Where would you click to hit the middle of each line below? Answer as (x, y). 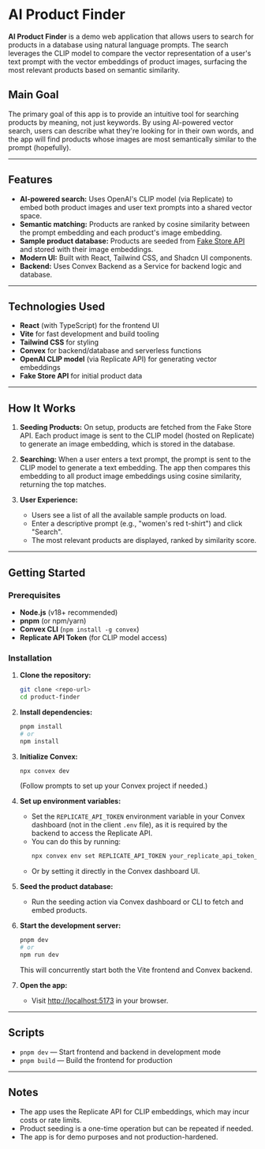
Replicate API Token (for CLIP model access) (93, 637)
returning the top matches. (63, 484)
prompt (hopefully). (40, 147)
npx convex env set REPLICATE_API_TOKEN (99, 856)
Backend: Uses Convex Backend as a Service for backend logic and (131, 266)
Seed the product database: (66, 887)
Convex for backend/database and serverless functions (110, 351)
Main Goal (34, 95)
